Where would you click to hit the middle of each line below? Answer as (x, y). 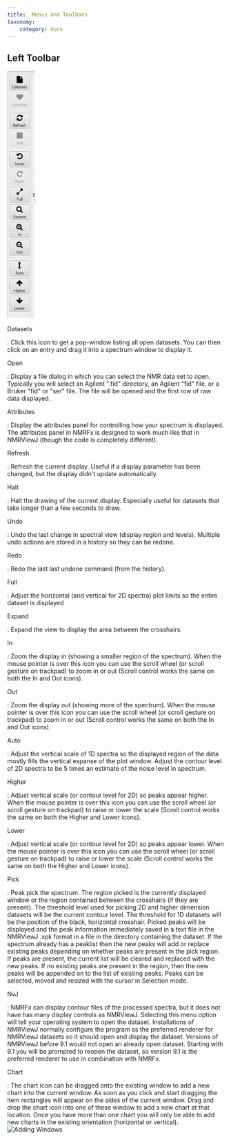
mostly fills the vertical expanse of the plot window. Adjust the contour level (114, 761)
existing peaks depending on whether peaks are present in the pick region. (113, 952)
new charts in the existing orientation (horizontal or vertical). (93, 1122)
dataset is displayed (36, 603)
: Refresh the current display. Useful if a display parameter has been (104, 466)
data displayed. (29, 399)
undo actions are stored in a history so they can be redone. (91, 542)
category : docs (41, 29)
